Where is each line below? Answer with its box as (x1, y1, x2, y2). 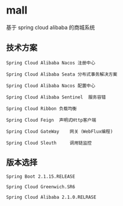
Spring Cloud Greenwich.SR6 (6, 184, 76, 189)
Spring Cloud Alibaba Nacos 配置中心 (6, 83, 96, 89)
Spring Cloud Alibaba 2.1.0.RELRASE (6, 194, 96, 200)
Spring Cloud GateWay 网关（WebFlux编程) (6, 128, 114, 135)
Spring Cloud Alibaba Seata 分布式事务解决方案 (6, 71, 118, 77)
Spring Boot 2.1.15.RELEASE (6, 174, 76, 179)
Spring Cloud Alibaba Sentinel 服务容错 (6, 94, 106, 100)
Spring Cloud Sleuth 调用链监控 (6, 140, 92, 146)
